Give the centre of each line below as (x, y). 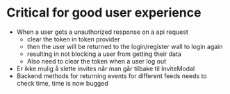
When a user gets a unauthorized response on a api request (102, 32)
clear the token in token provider (74, 39)
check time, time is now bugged (62, 83)
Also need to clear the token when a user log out (97, 61)
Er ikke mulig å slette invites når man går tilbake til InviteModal (106, 68)
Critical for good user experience (104, 13)
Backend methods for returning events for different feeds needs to (112, 76)
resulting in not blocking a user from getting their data (104, 54)
